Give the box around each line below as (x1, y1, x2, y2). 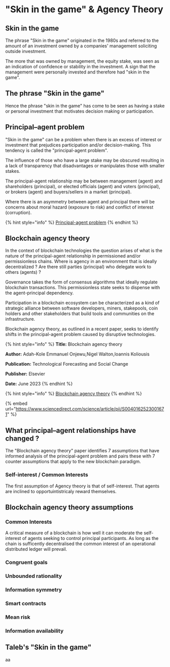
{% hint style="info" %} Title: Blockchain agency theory (5, 341, 123, 347)
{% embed (5, 400, 28, 406)
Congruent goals (5, 559, 48, 566)
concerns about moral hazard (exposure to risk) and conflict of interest (5, 204, 154, 210)
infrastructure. (5, 316, 36, 322)
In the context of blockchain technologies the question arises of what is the (5, 247, 162, 253)
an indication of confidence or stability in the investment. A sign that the (5, 64, 156, 69)
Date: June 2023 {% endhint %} (5, 381, 73, 387)
